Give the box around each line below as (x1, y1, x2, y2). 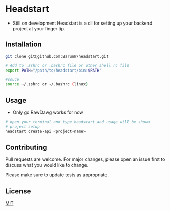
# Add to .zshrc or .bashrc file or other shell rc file (5, 63, 130, 68)
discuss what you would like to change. (5, 162, 89, 168)
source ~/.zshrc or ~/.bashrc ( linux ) (5, 82, 88, 87)
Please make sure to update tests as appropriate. (5, 172, 109, 178)
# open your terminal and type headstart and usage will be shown (5, 119, 150, 124)
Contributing (5, 143, 47, 151)
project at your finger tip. (12, 25, 66, 31)
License (5, 186, 31, 195)
